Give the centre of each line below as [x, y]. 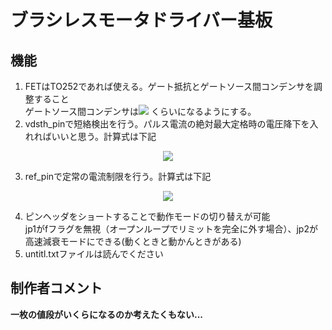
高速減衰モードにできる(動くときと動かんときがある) [133, 241]
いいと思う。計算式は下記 [104, 136]
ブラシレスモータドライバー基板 [141, 20]
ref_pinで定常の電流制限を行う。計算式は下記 [118, 176]
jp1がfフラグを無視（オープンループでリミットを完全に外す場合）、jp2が [171, 229]
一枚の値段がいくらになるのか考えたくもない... [107, 314]
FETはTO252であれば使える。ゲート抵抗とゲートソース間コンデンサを [169, 86]
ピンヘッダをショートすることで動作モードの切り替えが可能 [147, 216]
